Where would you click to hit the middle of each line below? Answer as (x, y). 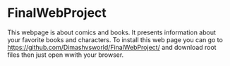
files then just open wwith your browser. (66, 55)
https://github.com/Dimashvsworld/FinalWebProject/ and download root (112, 47)
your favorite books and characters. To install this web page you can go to (115, 39)
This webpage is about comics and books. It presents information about (112, 32)
